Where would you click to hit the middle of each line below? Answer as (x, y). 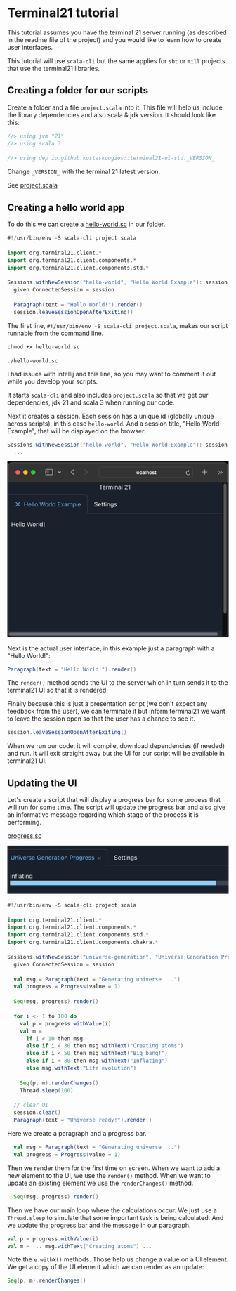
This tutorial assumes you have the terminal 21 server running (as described (117, 32)
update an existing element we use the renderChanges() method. (100, 1183)
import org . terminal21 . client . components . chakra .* (83, 943)
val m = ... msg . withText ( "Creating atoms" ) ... (80, 1246)
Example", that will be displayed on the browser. (77, 431)
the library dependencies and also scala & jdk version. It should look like (112, 114)
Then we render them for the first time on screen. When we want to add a (114, 1168)
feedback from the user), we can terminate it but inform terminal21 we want (117, 712)
